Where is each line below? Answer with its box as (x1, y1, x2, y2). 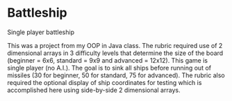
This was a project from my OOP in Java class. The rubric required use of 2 (7, 41, 223, 49)
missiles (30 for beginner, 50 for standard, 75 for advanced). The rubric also (7, 71, 225, 79)
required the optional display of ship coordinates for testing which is (7, 78, 202, 86)
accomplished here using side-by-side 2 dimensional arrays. (7, 86, 181, 94)
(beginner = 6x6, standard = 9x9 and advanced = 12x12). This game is (7, 56, 208, 64)
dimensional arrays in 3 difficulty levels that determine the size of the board (7, 49, 224, 57)
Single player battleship (7, 28, 75, 36)
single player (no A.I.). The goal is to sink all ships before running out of (7, 63, 212, 72)
